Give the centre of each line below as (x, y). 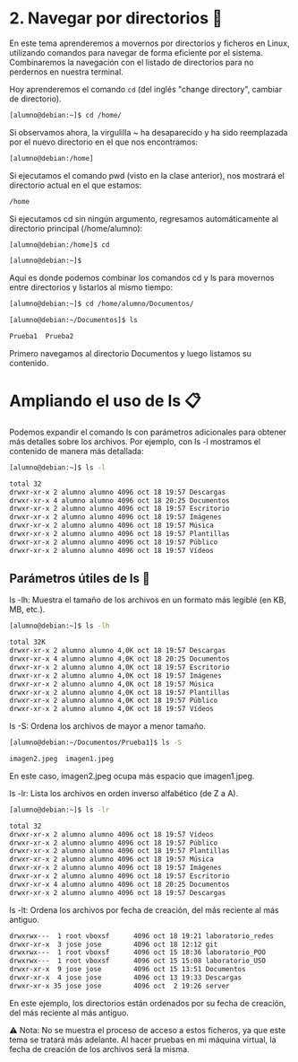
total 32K (28, 642)
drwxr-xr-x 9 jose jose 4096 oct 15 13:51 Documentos (128, 970)
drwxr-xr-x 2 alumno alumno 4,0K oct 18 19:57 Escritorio (119, 667)
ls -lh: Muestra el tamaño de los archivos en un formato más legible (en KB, (148, 600)
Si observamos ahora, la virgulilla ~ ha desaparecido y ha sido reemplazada (149, 132)
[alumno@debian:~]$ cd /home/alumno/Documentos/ (102, 304)
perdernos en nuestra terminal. (66, 72)
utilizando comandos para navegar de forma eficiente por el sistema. (136, 52)
